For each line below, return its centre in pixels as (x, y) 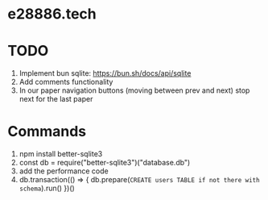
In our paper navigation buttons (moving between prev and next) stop (134, 90)
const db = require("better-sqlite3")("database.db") (105, 163)
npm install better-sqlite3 (61, 154)
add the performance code (64, 171)
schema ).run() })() (47, 188)
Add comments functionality (66, 82)
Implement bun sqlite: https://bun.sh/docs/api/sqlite (105, 73)
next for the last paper (56, 99)
